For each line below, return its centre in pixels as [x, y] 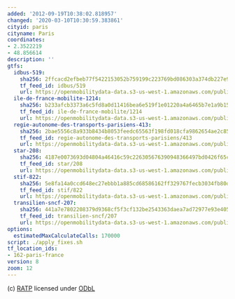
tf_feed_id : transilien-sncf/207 [69, 216]
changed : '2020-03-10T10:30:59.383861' [65, 20]
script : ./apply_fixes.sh [45, 242]
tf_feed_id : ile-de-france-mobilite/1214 [81, 112]
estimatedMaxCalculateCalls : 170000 [67, 236]
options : [20, 229]
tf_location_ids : [33, 249]
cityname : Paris [31, 33]
